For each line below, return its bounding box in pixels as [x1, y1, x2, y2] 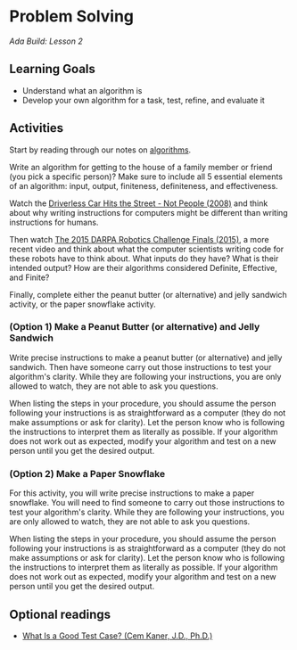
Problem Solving [9, 6, 135, 27]
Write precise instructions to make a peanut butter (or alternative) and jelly [9, 352, 283, 363]
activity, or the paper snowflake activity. [9, 299, 156, 309]
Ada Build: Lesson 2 [9, 36, 83, 46]
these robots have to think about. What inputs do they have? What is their [9, 252, 279, 264]
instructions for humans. [9, 217, 99, 227]
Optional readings [9, 606, 111, 621]
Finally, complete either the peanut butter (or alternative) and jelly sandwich [9, 289, 287, 300]
